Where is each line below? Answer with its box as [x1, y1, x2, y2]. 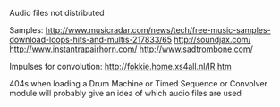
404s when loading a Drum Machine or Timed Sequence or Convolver [9, 78, 268, 88]
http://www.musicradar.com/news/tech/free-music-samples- [45, 25, 271, 35]
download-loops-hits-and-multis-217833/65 [9, 35, 173, 45]
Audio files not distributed [9, 8, 105, 18]
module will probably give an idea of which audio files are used [9, 88, 242, 98]
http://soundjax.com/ [174, 35, 251, 45]
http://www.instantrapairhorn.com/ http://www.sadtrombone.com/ [9, 44, 253, 54]
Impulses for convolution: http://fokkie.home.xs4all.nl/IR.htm [9, 62, 233, 71]
